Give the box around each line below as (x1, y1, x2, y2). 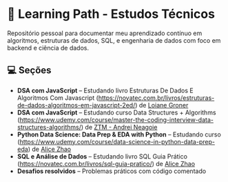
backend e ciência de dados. (7, 43, 90, 52)
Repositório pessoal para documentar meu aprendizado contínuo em (7, 29, 203, 37)
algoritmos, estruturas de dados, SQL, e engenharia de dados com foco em (7, 36, 221, 44)
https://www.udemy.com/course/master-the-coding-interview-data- (19, 115, 214, 123)
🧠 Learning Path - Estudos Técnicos (7, 6, 216, 22)
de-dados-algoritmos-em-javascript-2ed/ (17, 101, 136, 109)
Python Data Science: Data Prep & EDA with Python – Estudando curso (17, 130, 222, 139)
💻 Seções (7, 65, 52, 77)
